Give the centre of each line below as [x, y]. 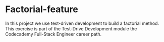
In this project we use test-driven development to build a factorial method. [82, 23]
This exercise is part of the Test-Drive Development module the [71, 28]
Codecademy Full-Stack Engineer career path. [53, 34]
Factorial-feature [42, 9]
